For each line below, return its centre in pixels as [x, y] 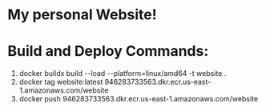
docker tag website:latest [61, 82]
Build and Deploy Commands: [108, 52]
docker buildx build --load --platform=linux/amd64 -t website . [123, 73]
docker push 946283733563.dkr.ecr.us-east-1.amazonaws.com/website [138, 99]
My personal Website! [82, 15]
